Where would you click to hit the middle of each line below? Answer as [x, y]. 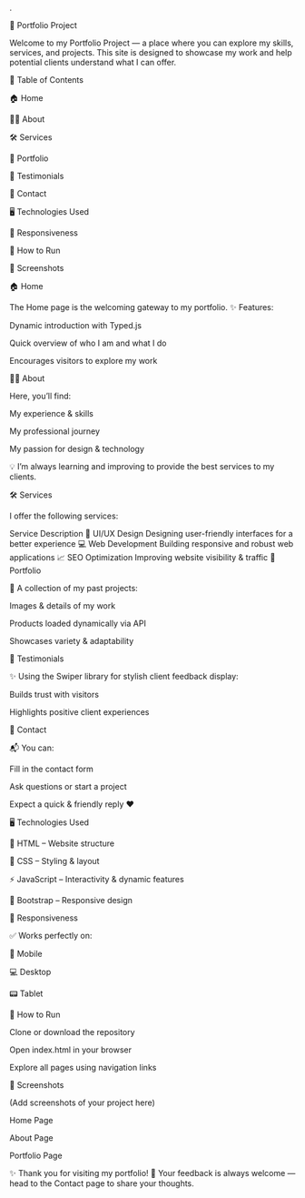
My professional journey [55, 431]
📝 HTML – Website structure [62, 843]
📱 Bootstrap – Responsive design [71, 900]
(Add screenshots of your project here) [83, 1102]
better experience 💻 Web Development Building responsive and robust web [152, 544]
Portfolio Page [36, 1155]
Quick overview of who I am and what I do [88, 343]
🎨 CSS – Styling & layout [54, 861]
